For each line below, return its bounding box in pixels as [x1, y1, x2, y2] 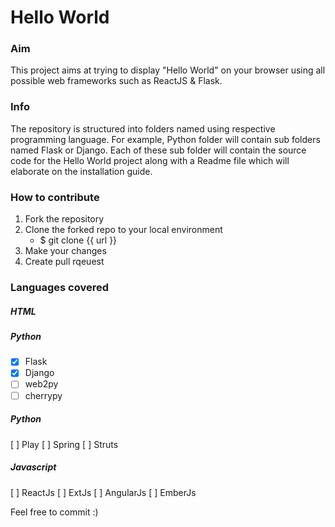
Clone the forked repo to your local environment [24, 224, 223, 236]
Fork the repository [24, 213, 105, 225]
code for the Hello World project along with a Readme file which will [10, 154, 290, 166]
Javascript [10, 461, 57, 473]
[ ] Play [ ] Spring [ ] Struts [10, 438, 119, 450]
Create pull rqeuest [24, 256, 105, 268]
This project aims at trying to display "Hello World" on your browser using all [10, 64, 326, 76]
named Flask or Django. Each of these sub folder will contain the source [10, 144, 307, 156]
